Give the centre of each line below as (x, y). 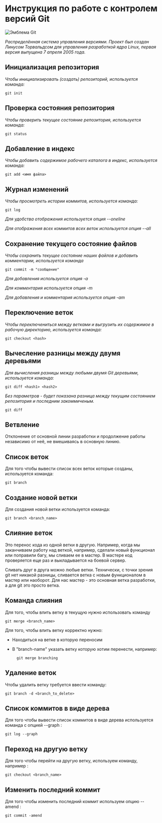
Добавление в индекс (40, 149)
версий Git (27, 19)
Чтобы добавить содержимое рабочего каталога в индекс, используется (81, 161)
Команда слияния (34, 600)
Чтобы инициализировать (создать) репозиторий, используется (71, 79)
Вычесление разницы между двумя (63, 353)
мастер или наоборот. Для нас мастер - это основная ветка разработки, (81, 580)
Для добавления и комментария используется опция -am (65, 297)
